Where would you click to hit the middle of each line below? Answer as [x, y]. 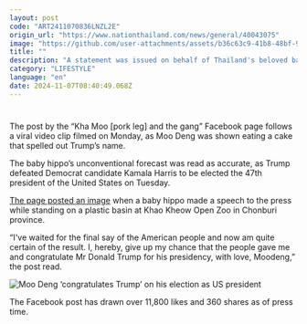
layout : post [34, 18]
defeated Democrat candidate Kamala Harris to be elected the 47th [136, 172]
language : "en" [38, 78]
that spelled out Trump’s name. [68, 145]
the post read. [36, 267]
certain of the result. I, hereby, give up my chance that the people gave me [150, 246]
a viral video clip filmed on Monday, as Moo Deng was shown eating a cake [151, 136]
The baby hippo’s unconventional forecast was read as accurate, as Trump [150, 163]
